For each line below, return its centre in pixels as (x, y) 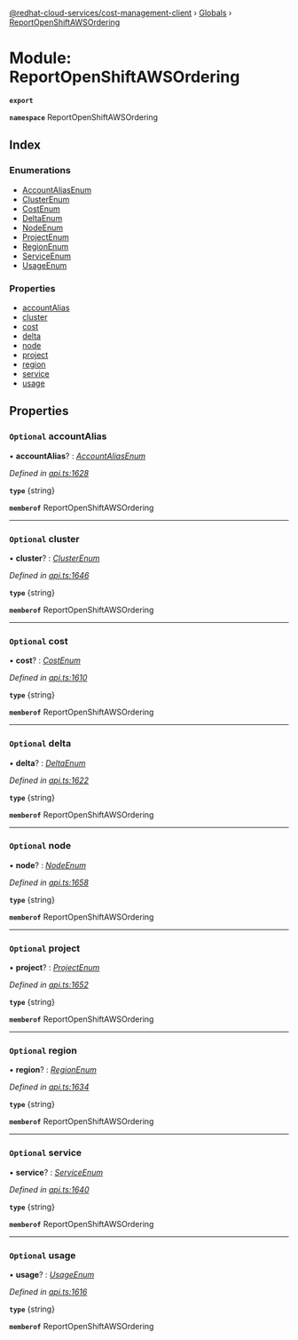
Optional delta (40, 744)
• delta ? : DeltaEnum (47, 762)
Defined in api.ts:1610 (48, 678)
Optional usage (43, 1255)
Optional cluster (44, 538)
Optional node (40, 846)
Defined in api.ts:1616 (48, 1291)
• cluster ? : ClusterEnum (55, 558)
